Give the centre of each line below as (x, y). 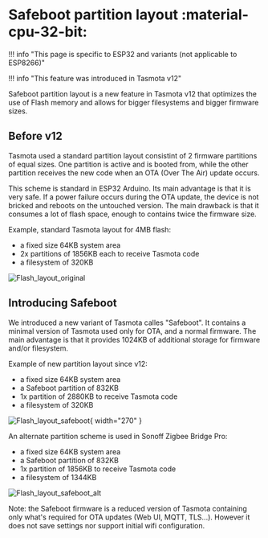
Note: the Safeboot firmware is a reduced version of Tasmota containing (128, 508)
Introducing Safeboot (63, 303)
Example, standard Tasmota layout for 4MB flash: (89, 229)
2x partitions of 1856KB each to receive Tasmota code (110, 253)
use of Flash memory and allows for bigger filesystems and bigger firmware (134, 102)
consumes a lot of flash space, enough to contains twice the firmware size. (132, 214)
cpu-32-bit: (48, 32)
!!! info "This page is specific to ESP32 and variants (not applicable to (123, 54)
